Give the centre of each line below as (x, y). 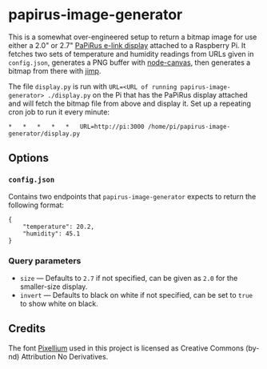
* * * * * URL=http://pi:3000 (77, 126)
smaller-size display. (54, 287)
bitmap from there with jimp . (55, 70)
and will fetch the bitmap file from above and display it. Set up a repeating (130, 103)
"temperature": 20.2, (58, 227)
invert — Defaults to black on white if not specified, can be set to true (136, 295)
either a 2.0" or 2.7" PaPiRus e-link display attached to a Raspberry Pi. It (127, 45)
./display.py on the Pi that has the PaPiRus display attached (147, 94)
